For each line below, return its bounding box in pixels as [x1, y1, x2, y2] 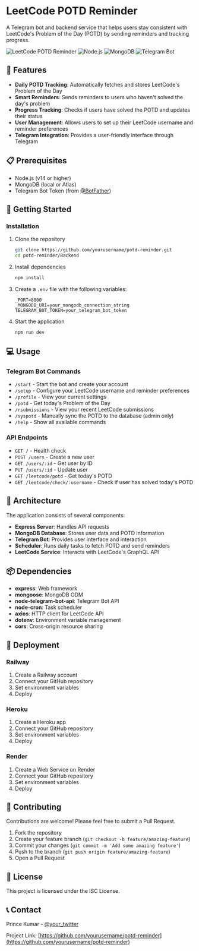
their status [14, 112, 43, 119]
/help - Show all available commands [14, 419, 106, 426]
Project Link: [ [6, 932, 40, 939]
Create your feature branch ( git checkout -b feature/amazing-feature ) [14, 836, 191, 843]
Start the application [14, 318, 65, 325]
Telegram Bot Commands [6, 367, 81, 375]
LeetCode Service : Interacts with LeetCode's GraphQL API [14, 548, 159, 555]
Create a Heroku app [14, 719, 67, 726]
